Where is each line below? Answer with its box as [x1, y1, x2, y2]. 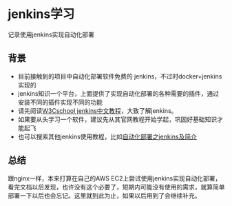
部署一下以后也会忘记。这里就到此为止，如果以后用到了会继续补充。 [8, 191, 201, 200]
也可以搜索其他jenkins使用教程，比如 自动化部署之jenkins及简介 [17, 132, 197, 141]
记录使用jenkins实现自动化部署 [8, 30, 95, 39]
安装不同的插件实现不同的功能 [17, 98, 103, 106]
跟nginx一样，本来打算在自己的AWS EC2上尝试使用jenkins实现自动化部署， [8, 174, 222, 183]
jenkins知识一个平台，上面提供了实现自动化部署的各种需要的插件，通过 [17, 89, 220, 97]
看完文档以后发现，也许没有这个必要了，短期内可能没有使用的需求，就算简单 [8, 183, 225, 191]
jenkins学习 [8, 6, 75, 22]
